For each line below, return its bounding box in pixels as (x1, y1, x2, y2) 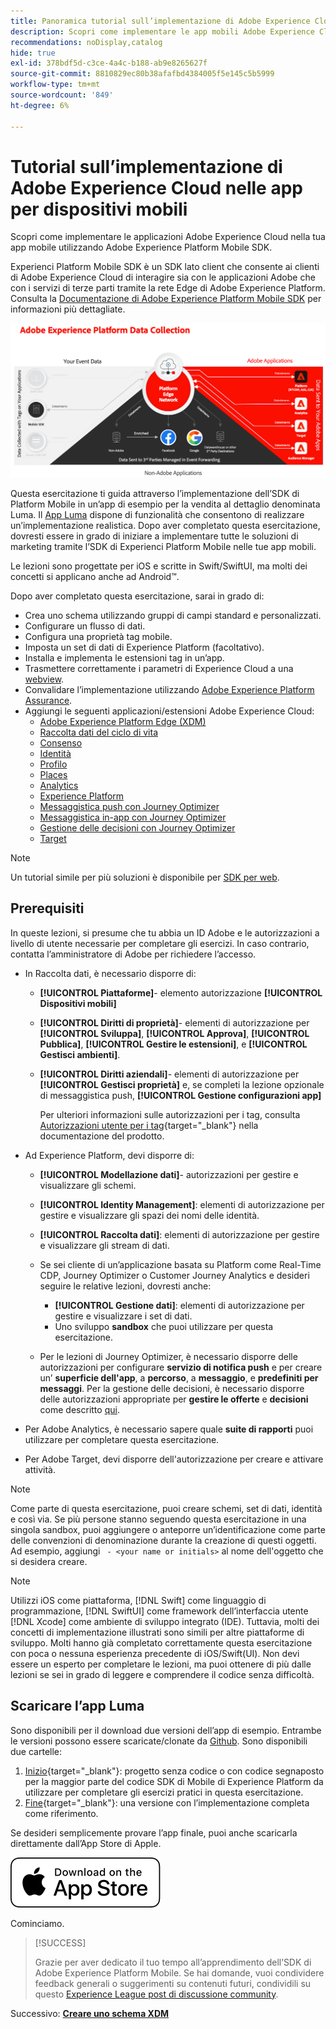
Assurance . (24, 695, 73, 707)
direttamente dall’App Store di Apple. (10, 1837, 162, 1849)
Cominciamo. (10, 1917, 65, 1929)
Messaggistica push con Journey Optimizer (39, 801, 220, 813)
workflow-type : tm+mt (10, 80, 101, 90)
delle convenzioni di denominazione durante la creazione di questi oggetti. (10, 1534, 317, 1546)
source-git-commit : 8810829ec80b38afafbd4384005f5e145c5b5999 (10, 69, 275, 79)
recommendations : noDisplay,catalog (10, 37, 163, 47)
